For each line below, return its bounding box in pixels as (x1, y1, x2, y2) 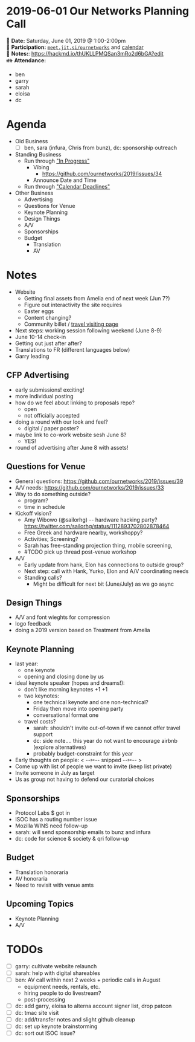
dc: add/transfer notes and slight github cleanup (14, 1015, 135, 1023)
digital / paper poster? (24, 424, 80, 432)
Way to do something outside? (14, 490, 91, 497)
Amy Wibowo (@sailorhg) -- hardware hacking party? (24, 516, 158, 523)
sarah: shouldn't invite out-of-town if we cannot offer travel (33, 724, 181, 732)
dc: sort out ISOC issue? (14, 1029, 75, 1037)
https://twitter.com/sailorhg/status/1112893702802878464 (24, 522, 170, 529)
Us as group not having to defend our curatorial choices (14, 775, 155, 783)
